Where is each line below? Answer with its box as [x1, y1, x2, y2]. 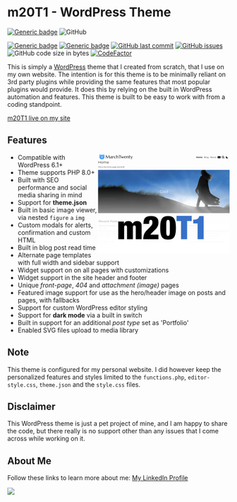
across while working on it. [7, 434, 86, 443]
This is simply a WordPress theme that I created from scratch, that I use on [7, 62, 224, 71]
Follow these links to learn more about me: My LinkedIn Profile [7, 474, 188, 482]
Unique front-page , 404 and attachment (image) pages [17, 281, 180, 289]
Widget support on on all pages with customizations [17, 266, 169, 274]
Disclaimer [7, 400, 56, 412]
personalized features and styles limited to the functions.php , [7, 373, 187, 381]
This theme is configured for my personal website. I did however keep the [7, 365, 221, 373]
